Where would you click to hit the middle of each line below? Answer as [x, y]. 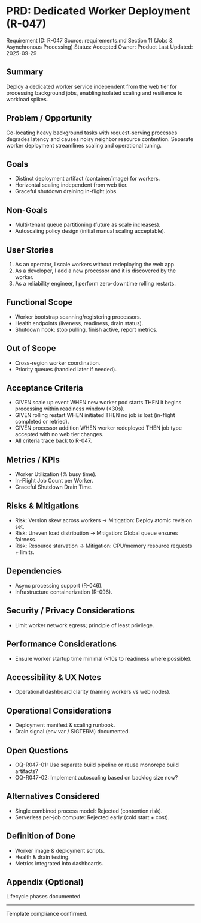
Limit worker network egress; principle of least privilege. [84, 625]
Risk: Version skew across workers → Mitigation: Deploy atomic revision [103, 520]
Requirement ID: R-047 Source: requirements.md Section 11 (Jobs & [89, 40]
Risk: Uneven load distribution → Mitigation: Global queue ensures [96, 533]
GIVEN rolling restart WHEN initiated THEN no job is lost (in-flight [95, 415]
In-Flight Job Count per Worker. [54, 481]
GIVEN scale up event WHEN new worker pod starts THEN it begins [98, 403]
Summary [25, 72]
